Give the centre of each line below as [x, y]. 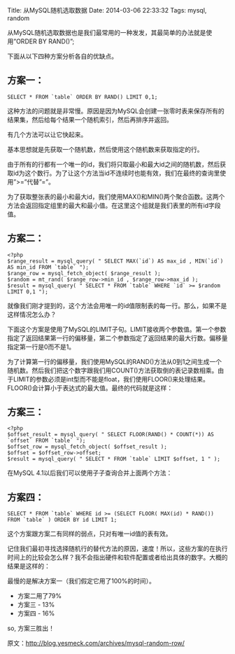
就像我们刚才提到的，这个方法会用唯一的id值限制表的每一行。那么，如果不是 [117, 305]
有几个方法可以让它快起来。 [47, 134]
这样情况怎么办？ [32, 314]
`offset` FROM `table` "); [47, 441]
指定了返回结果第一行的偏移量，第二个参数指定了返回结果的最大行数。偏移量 [117, 338]
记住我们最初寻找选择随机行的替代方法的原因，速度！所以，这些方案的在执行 [117, 549]
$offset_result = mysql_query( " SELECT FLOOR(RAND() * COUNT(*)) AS [111, 435]
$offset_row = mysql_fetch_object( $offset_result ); [87, 447]
